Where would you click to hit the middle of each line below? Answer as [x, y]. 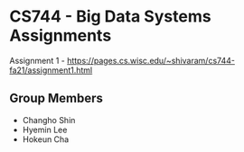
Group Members [56, 98]
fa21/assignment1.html [51, 70]
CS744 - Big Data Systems [110, 17]
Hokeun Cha [46, 139]
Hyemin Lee [45, 130]
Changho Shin [49, 120]
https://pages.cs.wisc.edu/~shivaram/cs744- [150, 60]
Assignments [61, 36]
